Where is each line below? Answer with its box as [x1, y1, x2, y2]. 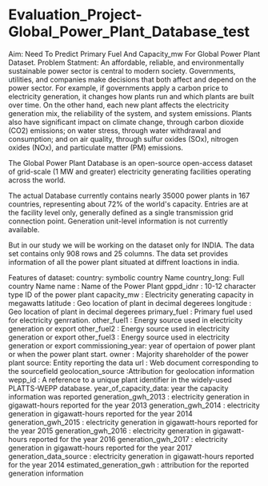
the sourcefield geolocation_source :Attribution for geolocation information [8, 366, 254, 376]
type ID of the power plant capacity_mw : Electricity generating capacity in [8, 290, 254, 299]
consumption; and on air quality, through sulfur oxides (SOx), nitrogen [8, 134, 238, 143]
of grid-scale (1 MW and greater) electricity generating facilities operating [8, 167, 252, 176]
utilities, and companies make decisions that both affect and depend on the [8, 74, 257, 84]
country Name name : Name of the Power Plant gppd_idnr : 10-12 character [8, 281, 256, 291]
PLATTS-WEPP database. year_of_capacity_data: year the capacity [8, 383, 229, 393]
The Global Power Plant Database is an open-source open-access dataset [8, 158, 254, 167]
